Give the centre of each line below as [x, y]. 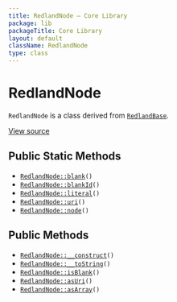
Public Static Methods [65, 157]
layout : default [35, 38]
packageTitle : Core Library [56, 31]
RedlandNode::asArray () [60, 290]
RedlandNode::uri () [53, 202]
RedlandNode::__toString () [65, 264]
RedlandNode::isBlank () [60, 272]
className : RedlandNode [48, 46]
